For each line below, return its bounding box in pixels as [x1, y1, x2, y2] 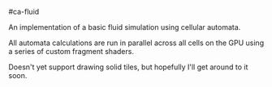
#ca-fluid [8, 7, 40, 16]
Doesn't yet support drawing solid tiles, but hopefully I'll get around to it [8, 62, 248, 72]
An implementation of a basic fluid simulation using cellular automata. [8, 23, 241, 31]
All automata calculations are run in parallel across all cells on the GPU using [8, 38, 265, 48]
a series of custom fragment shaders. [8, 47, 134, 56]
